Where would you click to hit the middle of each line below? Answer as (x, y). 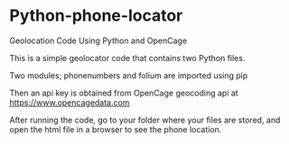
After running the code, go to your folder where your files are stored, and (145, 120)
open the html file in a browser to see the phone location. (116, 129)
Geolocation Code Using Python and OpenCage (98, 40)
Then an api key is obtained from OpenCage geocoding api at (124, 93)
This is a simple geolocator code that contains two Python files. (127, 58)
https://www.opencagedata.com (70, 102)
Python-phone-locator (96, 16)
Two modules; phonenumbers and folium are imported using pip (129, 75)
